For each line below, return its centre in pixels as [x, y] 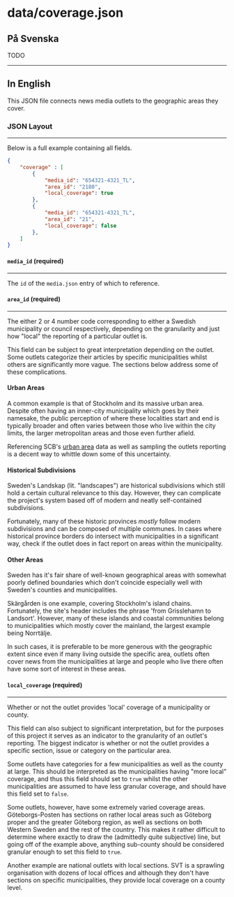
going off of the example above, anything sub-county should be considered [116, 844]
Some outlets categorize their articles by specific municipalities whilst [107, 357]
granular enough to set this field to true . [65, 852]
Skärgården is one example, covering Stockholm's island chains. [100, 604]
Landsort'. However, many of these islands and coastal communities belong [116, 618]
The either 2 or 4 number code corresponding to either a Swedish [102, 321]
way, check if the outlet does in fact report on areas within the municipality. [115, 544]
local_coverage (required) [45, 685]
